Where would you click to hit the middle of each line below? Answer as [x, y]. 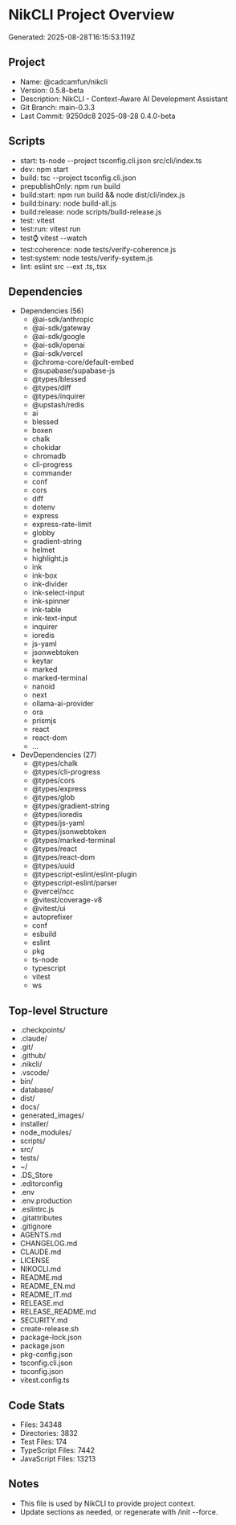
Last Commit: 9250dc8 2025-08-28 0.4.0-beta [98, 116]
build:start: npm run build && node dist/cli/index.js [102, 194]
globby [43, 533]
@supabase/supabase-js [73, 370]
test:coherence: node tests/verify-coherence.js [98, 249]
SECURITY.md [44, 1320]
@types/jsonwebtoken [69, 832]
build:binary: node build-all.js [68, 203]
